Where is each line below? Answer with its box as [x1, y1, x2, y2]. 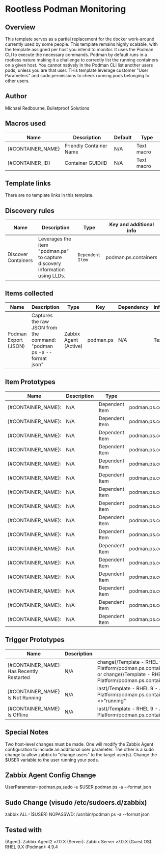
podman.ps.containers [105, 254, 158, 261]
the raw [31, 318, 49, 325]
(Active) [64, 343, 83, 350]
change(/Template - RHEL [97, 658, 158, 665]
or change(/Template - [97, 671, 151, 677]
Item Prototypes [5, 378, 55, 386]
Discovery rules [5, 206, 55, 215]
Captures [31, 312, 53, 319]
